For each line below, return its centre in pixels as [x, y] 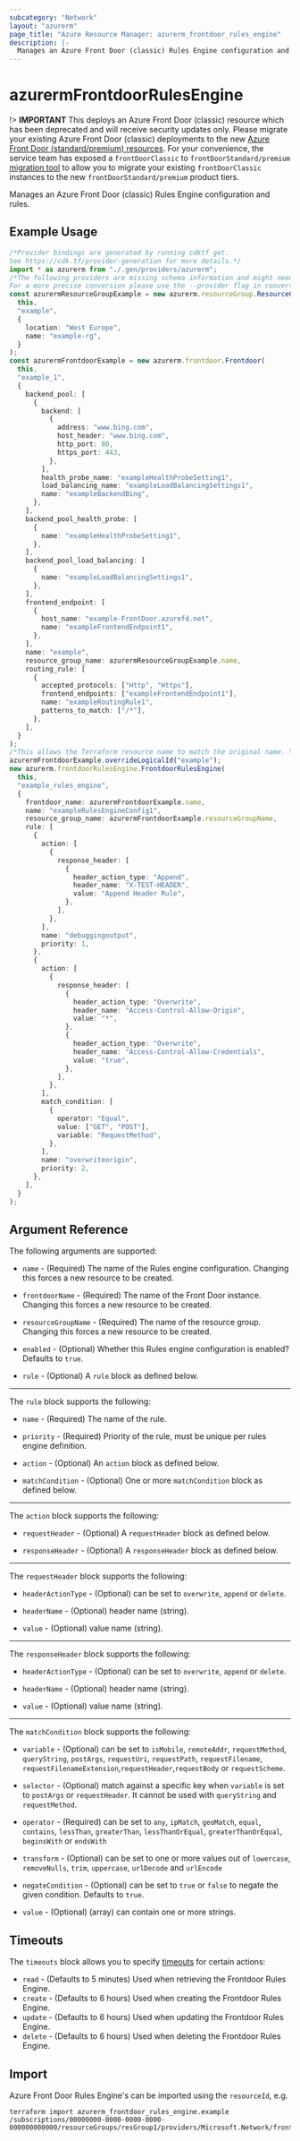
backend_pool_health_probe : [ [82, 519]
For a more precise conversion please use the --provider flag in [135, 286]
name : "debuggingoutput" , [90, 935]
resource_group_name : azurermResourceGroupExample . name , [133, 660]
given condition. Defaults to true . [83, 1895]
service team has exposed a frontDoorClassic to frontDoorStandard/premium [150, 158]
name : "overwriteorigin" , [90, 1160]
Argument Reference [69, 1229]
